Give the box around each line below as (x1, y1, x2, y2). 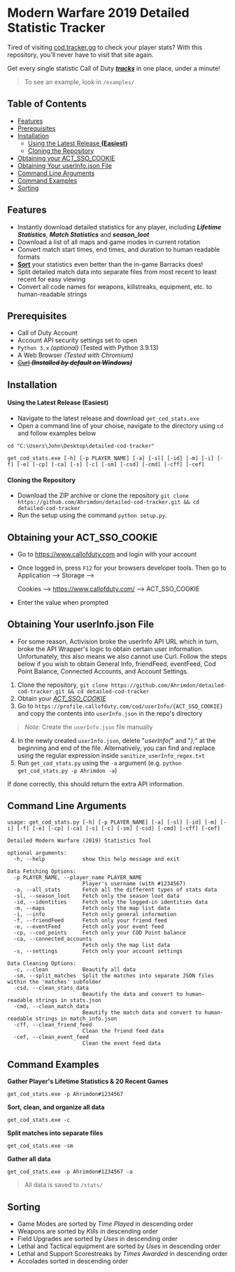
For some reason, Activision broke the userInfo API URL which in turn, (17, 637, 219, 645)
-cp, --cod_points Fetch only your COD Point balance (13, 929, 187, 936)
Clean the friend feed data (82, 1027, 164, 1034)
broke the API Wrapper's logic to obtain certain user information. (17, 644, 204, 653)
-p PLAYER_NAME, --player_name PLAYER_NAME (13, 873, 142, 881)
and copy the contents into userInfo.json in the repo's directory (17, 709, 203, 717)
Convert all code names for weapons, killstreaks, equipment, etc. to (17, 282, 212, 290)
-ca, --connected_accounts (13, 935, 92, 942)
